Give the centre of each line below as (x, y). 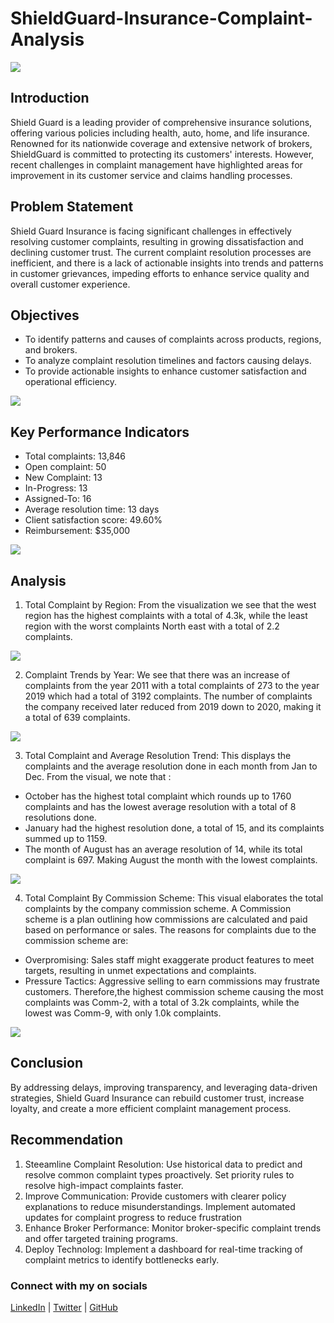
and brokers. (51, 350)
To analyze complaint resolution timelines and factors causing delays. (168, 361)
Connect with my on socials (79, 1285)
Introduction (50, 98)
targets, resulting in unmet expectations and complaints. (140, 970)
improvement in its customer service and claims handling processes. (151, 175)
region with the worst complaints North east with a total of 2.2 (152, 626)
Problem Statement (72, 207)
